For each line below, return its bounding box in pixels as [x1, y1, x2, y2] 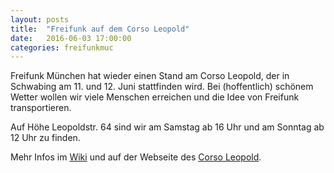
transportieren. [10, 102, 72, 114]
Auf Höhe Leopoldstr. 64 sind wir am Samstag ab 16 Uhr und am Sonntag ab [10, 121, 325, 133]
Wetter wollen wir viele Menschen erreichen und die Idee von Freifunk [10, 91, 300, 103]
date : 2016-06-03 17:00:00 [10, 33, 132, 43]
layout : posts [10, 14, 70, 25]
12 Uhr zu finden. [10, 132, 81, 144]
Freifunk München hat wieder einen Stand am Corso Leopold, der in [10, 70, 290, 82]
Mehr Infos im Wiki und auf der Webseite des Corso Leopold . [10, 151, 262, 163]
